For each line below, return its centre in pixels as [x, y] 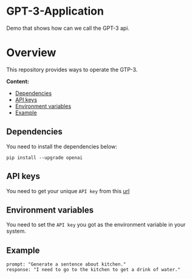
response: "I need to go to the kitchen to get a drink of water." [94, 270]
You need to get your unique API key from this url [68, 191]
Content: [18, 81]
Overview [31, 53]
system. [16, 231]
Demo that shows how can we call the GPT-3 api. [68, 28]
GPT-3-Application [55, 11]
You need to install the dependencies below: [62, 146]
